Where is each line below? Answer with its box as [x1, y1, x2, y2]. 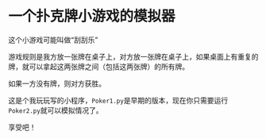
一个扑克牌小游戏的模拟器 [8, 7, 176, 25]
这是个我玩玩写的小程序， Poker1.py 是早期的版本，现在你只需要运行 [8, 95, 229, 105]
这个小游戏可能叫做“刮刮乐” [8, 35, 98, 44]
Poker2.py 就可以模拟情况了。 [8, 105, 103, 115]
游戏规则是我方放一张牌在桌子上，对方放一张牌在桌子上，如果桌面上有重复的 [8, 52, 259, 61]
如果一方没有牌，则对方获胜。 [8, 79, 106, 88]
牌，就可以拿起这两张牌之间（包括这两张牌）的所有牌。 [8, 61, 189, 71]
